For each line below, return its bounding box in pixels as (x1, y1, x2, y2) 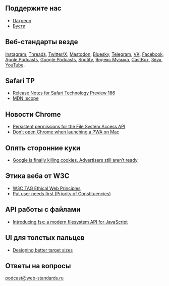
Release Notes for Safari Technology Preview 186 (12, 90, 116, 96)
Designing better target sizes (12, 247, 73, 253)
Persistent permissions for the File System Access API (12, 124, 126, 130)
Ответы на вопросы (5, 261, 71, 270)
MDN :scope (12, 95, 39, 101)
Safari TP (5, 77, 35, 85)
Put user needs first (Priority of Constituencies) (12, 190, 111, 197)
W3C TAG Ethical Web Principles (12, 185, 81, 191)
